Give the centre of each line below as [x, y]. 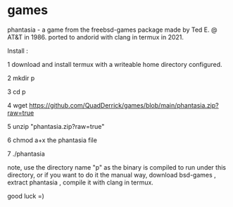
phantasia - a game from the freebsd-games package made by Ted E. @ [112, 30]
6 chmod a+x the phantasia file [52, 140]
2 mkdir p [21, 78]
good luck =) [26, 196]
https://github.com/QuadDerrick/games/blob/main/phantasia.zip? [124, 105]
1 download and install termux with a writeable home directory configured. [115, 64]
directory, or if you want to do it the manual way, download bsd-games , [112, 175]
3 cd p [17, 92]
